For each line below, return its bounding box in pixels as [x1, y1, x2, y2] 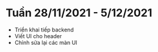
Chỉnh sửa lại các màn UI [14, 39, 77, 46]
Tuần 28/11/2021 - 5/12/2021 [5, 6, 153, 20]
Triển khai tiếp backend [14, 26, 74, 33]
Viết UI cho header [14, 32, 62, 39]
